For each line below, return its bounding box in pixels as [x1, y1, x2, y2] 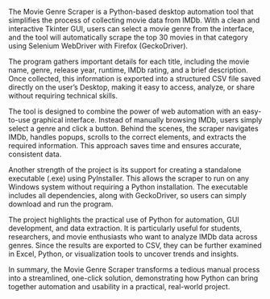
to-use [8, 115, 31, 124]
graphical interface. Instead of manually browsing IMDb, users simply [31, 115, 263, 124]
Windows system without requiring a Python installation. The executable [8, 182, 248, 192]
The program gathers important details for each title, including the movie [8, 56, 250, 66]
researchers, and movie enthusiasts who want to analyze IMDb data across [8, 232, 258, 241]
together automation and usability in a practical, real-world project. [8, 282, 231, 291]
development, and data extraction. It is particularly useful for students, [8, 223, 243, 233]
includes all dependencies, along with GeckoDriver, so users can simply [8, 191, 247, 200]
